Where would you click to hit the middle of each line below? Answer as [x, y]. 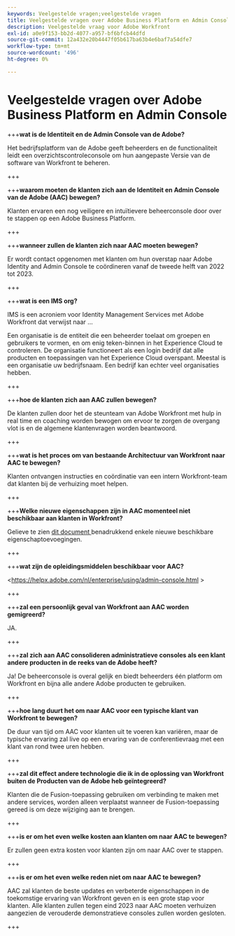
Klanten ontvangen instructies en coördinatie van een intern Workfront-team [117, 476]
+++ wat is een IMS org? [42, 301]
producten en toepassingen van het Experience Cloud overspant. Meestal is [116, 357]
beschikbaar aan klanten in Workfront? [65, 518]
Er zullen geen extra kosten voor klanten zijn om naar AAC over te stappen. [115, 850]
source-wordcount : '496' [43, 53]
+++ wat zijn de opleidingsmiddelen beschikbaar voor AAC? [95, 566]
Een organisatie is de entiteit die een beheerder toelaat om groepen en [109, 335]
